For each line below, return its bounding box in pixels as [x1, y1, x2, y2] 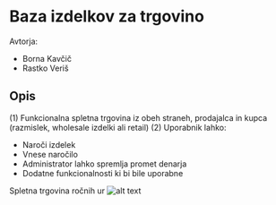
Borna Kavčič [22, 53, 72, 64]
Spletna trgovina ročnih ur [9, 185, 106, 196]
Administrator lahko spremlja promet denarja [22, 158, 187, 169]
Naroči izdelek [22, 139, 76, 149]
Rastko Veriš [22, 63, 69, 73]
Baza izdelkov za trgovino [9, 6, 204, 27]
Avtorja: [9, 36, 39, 47]
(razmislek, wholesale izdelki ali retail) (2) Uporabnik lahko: [9, 122, 227, 132]
